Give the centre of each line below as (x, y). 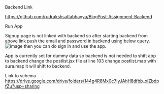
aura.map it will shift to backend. (38, 66)
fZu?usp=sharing (23, 86)
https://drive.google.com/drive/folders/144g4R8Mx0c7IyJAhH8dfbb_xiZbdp (82, 81)
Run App (14, 26)
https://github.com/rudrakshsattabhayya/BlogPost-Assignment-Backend (79, 16)
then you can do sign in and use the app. (65, 46)
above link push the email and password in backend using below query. (78, 41)
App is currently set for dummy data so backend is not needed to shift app (81, 56)
